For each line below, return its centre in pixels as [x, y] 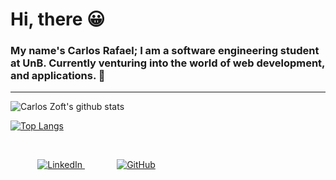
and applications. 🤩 [58, 76]
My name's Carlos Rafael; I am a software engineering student [165, 51]
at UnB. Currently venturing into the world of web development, [168, 63]
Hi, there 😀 [58, 19]
